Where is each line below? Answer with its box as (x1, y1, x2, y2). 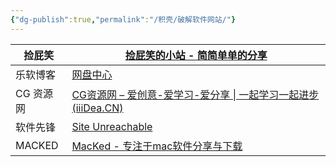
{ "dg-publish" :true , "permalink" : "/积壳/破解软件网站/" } (10, 14, 237, 25)
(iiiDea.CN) (71, 101, 124, 115)
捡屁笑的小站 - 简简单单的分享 (124, 48, 268, 62)
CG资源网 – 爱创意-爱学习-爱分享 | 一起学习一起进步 (71, 87, 320, 101)
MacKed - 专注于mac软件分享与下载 (71, 139, 243, 153)
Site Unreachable (71, 119, 153, 133)
